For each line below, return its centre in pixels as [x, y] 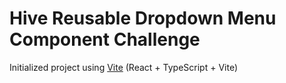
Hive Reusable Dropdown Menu [143, 18]
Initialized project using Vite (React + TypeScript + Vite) [123, 67]
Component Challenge [105, 39]
